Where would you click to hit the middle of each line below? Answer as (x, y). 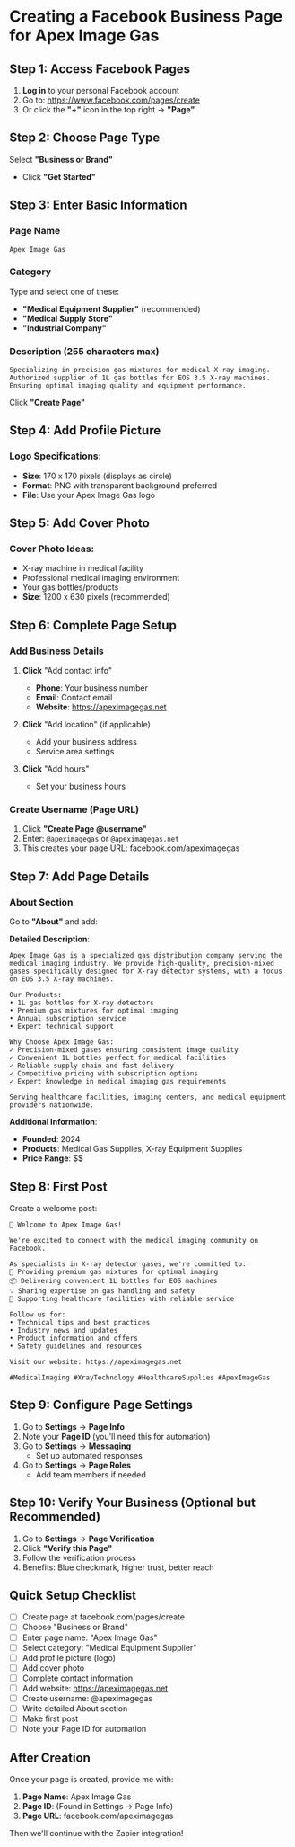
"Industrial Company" (64, 328)
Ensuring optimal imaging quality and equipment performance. (128, 386)
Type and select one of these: (64, 291)
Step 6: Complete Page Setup (93, 625)
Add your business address (86, 742)
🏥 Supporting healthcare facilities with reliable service (122, 1298)
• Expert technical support (62, 1027)
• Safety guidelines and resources (76, 1346)
